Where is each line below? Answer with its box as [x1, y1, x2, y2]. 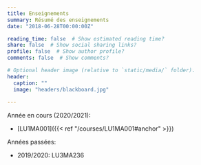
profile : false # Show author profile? [7, 48, 125, 55]
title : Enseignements [7, 10, 70, 17]
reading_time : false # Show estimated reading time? [7, 35, 165, 42]
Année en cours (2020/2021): [7, 111, 91, 120]
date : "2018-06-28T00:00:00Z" [7, 23, 94, 30]
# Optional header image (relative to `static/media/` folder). [7, 67, 195, 74]
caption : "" [13, 80, 48, 87]
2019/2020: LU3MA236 [17, 151, 85, 159]
